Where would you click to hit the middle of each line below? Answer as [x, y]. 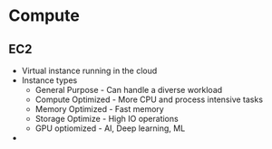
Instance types [49, 80]
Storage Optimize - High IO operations [107, 119]
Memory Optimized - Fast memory [99, 109]
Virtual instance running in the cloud [89, 70]
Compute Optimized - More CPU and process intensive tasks [149, 99]
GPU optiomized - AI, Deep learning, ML [110, 128]
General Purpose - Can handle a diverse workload [129, 90]
